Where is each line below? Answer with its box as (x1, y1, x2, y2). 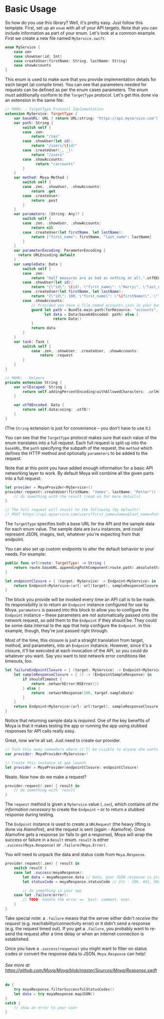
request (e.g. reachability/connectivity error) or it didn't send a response (5, 920, 150, 926)
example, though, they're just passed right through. (5, 628, 108, 634)
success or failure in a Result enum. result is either (5, 837, 109, 843)
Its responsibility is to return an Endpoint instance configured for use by (5, 602, 149, 608)
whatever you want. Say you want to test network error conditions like (5, 653, 146, 659)
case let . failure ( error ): (14, 892, 69, 898)
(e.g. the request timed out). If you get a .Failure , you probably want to (5, 925, 149, 931)
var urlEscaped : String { (14, 384, 67, 389)
